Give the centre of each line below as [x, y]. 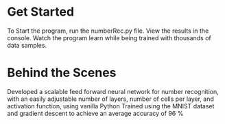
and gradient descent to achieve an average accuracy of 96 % [95, 113]
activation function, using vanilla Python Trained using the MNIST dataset [111, 106]
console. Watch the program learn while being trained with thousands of [109, 37]
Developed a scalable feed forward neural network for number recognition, [113, 91]
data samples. [27, 45]
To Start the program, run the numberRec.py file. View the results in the [108, 31]
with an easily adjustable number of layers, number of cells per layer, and [111, 99]
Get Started [40, 12]
